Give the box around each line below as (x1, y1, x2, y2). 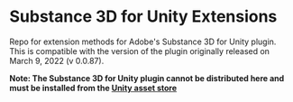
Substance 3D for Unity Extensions (9, 6, 278, 27)
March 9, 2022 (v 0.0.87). (9, 55, 105, 66)
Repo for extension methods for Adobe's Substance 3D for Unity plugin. (9, 36, 277, 47)
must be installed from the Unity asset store (9, 82, 178, 93)
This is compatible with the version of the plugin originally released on (9, 45, 270, 56)
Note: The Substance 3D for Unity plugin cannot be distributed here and (9, 72, 285, 83)
